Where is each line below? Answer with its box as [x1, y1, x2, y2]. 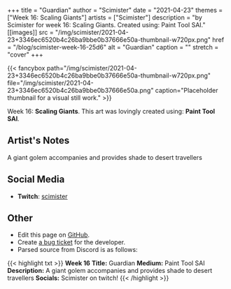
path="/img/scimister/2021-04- [46, 64, 138, 72]
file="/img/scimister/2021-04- [7, 79, 94, 87]
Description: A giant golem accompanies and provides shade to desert [7, 267, 212, 275]
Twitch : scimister [17, 192, 68, 200]
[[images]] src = [7, 28, 54, 36]
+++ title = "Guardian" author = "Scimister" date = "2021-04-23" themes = [7, 6, 223, 14]
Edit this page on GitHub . [17, 230, 90, 239]
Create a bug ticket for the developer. [17, 238, 126, 246]
